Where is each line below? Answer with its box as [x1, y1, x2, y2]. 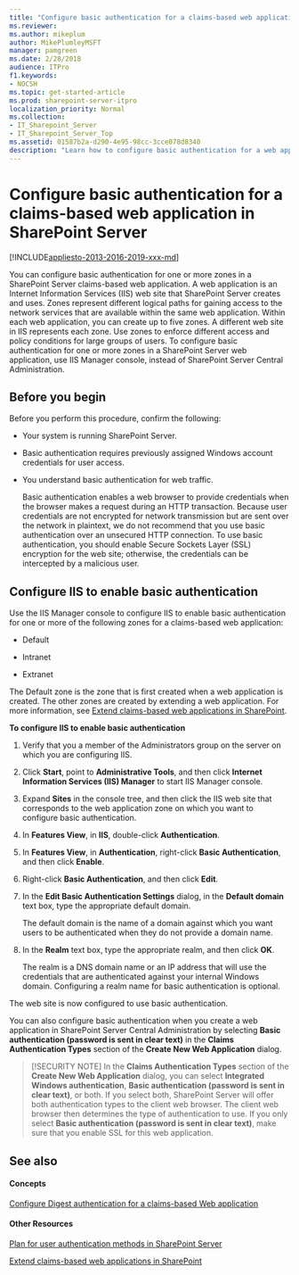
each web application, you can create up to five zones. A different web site [9, 316, 284, 327]
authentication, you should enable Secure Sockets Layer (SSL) [21, 539, 252, 550]
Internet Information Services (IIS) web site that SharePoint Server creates [9, 287, 281, 299]
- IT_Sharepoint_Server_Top [9, 129, 114, 138]
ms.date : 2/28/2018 [9, 54, 82, 63]
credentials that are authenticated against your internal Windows [21, 972, 260, 982]
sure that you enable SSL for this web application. [30, 1128, 214, 1138]
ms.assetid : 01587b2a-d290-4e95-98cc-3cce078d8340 [9, 137, 201, 146]
